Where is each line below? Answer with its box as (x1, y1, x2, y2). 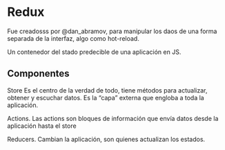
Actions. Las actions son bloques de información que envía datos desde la (7, 114, 219, 122)
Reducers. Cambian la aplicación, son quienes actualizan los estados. (7, 135, 206, 143)
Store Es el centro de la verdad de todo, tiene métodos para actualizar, (7, 86, 208, 94)
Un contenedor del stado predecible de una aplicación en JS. (7, 48, 182, 56)
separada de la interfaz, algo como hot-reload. (7, 34, 139, 42)
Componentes (7, 68, 70, 79)
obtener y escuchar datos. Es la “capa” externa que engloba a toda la (7, 93, 205, 102)
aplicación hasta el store (7, 122, 77, 130)
